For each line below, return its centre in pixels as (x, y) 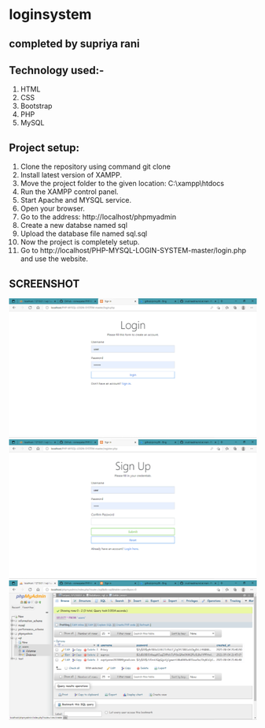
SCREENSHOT (44, 284)
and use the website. (54, 259)
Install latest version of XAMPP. (71, 175)
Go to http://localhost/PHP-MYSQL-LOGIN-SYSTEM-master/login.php (133, 251)
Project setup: (44, 147)
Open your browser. (53, 209)
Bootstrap (36, 106)
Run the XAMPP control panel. (69, 192)
